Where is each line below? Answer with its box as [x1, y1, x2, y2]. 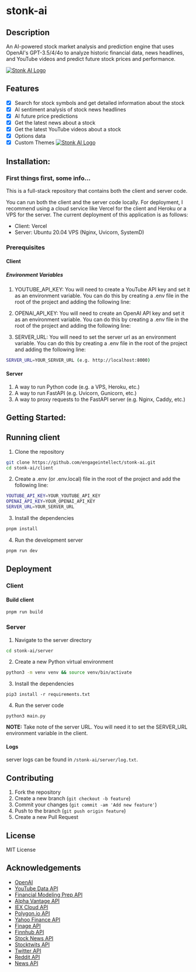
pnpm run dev [6, 548, 38, 553]
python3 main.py [6, 713, 46, 719]
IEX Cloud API [14, 903, 49, 910]
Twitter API [14, 947, 42, 954]
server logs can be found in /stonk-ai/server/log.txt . [6, 756, 139, 763]
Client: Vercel [14, 222, 47, 229]
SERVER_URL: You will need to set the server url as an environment [14, 334, 177, 341]
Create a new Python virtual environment [14, 658, 114, 665]
